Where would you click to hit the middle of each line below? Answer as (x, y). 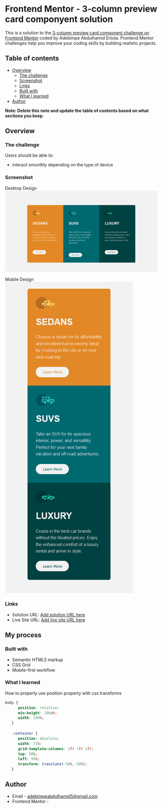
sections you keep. (25, 116)
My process (23, 635)
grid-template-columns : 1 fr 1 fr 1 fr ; (56, 749)
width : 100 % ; (31, 718)
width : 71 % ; (30, 744)
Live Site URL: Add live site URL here (49, 620)
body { (12, 702)
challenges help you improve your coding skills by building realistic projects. (81, 43)
